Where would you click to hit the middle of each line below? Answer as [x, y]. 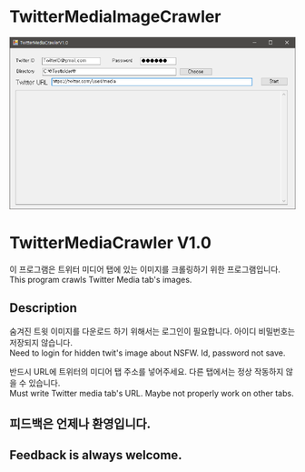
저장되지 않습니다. [41, 342]
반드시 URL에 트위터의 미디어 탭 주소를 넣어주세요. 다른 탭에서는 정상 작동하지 [147, 371]
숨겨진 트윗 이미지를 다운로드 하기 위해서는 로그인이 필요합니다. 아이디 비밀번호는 [152, 331]
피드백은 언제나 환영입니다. [80, 423]
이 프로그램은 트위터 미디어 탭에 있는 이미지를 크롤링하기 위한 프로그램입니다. [145, 269]
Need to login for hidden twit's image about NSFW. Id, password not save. [148, 353]
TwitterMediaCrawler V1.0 [110, 243]
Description [43, 308]
